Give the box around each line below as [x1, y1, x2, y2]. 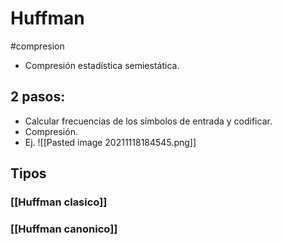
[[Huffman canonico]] [10, 222, 118, 236]
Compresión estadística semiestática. [24, 59, 180, 71]
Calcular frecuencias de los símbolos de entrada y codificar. [24, 115, 273, 127]
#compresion [10, 40, 65, 52]
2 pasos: [10, 88, 66, 106]
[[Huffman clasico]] [10, 195, 108, 209]
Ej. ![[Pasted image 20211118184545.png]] [24, 136, 197, 148]
